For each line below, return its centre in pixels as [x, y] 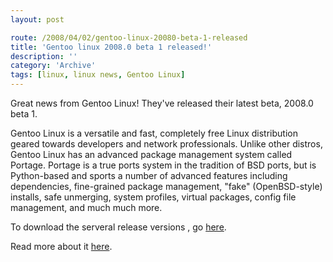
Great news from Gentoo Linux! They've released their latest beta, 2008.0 [162, 103]
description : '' [44, 56]
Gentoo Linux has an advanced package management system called [151, 154]
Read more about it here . [61, 246]
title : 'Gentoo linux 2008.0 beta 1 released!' [111, 47]
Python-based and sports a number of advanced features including [149, 175]
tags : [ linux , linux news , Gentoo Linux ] [98, 75]
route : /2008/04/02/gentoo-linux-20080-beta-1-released [129, 37]
